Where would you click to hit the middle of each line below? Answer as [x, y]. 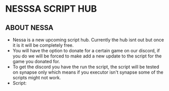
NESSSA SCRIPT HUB [51, 9]
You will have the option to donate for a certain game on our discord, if [86, 51]
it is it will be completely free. [43, 45]
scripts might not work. [37, 78]
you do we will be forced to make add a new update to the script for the [87, 56]
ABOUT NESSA [29, 28]
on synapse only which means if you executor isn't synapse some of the [88, 72]
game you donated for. [36, 61]
